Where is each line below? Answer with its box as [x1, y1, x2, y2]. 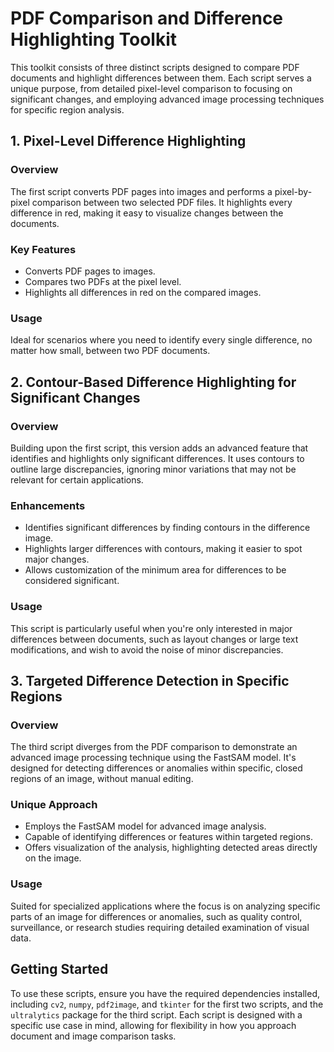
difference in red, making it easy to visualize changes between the [10, 207, 284, 219]
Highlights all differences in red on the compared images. [24, 286, 262, 298]
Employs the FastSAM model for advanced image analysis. [24, 820, 267, 832]
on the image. [24, 852, 82, 864]
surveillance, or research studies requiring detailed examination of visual [10, 921, 310, 933]
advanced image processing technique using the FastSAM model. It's [10, 752, 297, 764]
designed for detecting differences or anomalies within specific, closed [10, 762, 303, 774]
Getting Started [10, 961, 109, 978]
